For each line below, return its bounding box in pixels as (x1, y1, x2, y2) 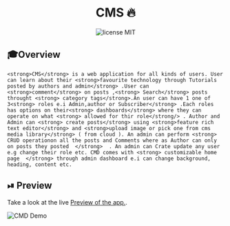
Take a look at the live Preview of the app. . (7, 198, 127, 206)
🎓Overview (7, 49, 61, 61)
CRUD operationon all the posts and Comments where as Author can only (7, 136, 217, 144)
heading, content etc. (7, 161, 72, 168)
